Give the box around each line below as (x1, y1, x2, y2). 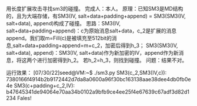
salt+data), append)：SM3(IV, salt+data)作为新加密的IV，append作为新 (6, 49, 179, 56)
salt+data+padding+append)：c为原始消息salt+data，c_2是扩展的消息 (6, 27, 177, 34)
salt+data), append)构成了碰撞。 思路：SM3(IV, (6, 20, 121, 26)
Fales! (17, 95, 32, 101)
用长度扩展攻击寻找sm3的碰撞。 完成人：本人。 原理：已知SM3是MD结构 (6, 5, 183, 12)
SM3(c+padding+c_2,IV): (14, 82, 75, 89)
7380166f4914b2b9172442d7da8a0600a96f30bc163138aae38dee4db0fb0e (6, 76, 191, 82)
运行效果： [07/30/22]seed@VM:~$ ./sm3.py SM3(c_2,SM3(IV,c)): (6, 69, 167, 76)
